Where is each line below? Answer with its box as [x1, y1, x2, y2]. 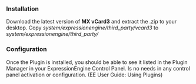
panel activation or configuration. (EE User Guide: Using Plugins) [6, 71, 163, 78]
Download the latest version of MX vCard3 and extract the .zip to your [6, 18, 177, 25]
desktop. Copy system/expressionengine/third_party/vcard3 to [6, 24, 159, 31]
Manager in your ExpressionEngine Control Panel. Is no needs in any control [6, 65, 190, 72]
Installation [6, 5, 39, 13]
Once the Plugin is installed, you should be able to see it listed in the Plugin [6, 58, 188, 66]
